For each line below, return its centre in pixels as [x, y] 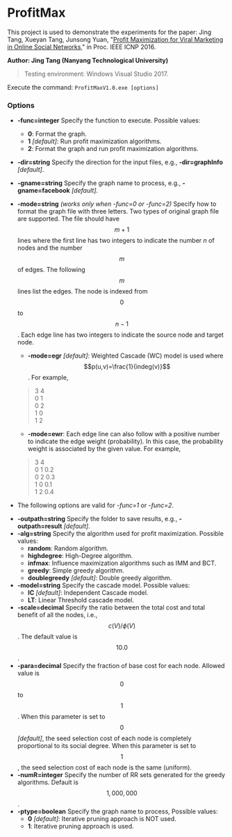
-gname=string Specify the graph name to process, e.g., [99, 183]
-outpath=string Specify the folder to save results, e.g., [97, 519]
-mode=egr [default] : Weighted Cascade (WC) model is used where [125, 356]
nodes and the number [50, 248]
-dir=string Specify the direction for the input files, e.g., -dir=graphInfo [120, 162]
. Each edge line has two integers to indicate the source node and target [121, 335]
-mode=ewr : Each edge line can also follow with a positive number [124, 434]
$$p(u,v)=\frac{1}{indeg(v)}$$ [127, 367]
